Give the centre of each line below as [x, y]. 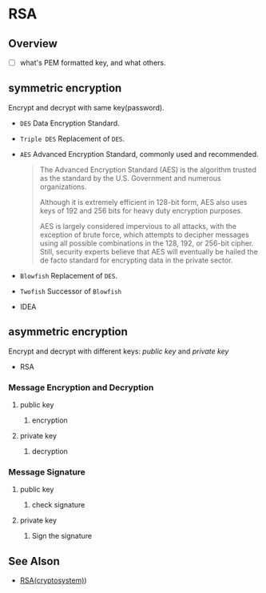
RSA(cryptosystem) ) [53, 580]
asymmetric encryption [68, 332]
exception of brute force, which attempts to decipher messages [144, 234]
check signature [58, 505]
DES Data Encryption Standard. [69, 123]
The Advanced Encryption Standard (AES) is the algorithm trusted [148, 170]
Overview [33, 44]
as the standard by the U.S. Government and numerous [130, 178]
